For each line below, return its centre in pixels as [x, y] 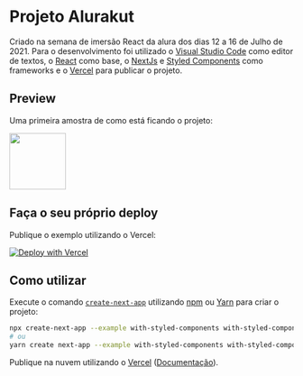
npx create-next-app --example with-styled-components [115, 328]
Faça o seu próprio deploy [84, 213]
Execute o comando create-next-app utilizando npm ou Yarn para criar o [144, 302]
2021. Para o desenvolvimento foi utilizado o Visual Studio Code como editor [151, 50]
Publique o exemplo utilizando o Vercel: [83, 234]
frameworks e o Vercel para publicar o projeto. [96, 70]
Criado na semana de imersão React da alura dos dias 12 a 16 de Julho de [146, 41]
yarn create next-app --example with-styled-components [116, 345]
